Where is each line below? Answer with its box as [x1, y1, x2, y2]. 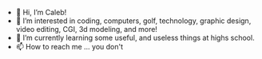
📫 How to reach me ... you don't [15, 42, 124, 51]
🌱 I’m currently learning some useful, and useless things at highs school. [15, 33, 255, 42]
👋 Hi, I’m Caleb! [15, 8, 67, 17]
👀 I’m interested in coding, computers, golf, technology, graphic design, [15, 16, 252, 26]
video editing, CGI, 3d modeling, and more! [15, 25, 158, 33]
